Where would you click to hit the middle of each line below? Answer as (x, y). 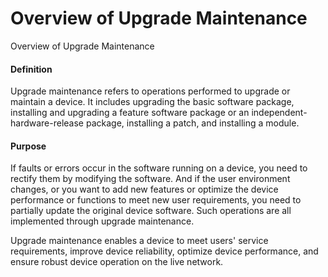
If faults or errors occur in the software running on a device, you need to (159, 168)
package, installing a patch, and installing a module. (192, 123)
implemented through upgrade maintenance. (102, 221)
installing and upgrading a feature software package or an (130, 113)
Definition (31, 69)
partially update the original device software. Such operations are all (151, 211)
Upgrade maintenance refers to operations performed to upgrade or (150, 91)
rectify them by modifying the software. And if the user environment (150, 179)
